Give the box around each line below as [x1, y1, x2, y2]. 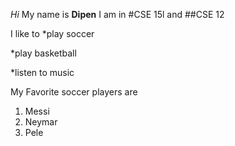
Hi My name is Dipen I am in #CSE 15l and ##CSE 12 [10, 9, 225, 20]
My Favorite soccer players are [10, 86, 138, 98]
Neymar [24, 116, 58, 128]
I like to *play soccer [10, 28, 95, 39]
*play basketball [10, 47, 77, 59]
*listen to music [10, 67, 75, 78]
